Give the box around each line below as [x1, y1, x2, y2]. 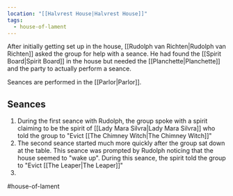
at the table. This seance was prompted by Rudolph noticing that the [17, 146, 214, 155]
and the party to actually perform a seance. [7, 64, 132, 73]
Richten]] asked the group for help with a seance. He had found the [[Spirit [7, 50, 221, 58]
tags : [7, 17, 23, 24]
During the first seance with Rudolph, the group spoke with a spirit [17, 116, 208, 126]
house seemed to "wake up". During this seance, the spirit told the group [17, 154, 226, 163]
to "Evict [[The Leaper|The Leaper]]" [17, 161, 124, 169]
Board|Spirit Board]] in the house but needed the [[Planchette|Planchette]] [7, 57, 220, 66]
